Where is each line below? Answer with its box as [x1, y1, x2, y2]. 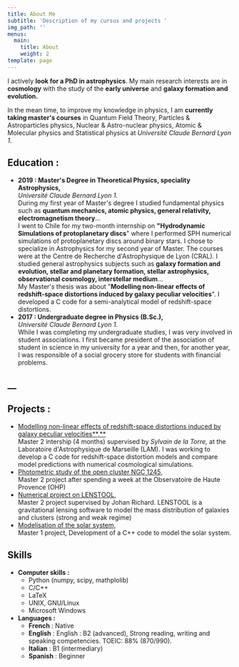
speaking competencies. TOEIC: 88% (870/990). [28, 636, 173, 645]
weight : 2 [20, 51, 50, 58]
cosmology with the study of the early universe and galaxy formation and [7, 84, 228, 93]
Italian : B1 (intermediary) [28, 644, 103, 653]
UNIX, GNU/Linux [28, 598, 80, 607]
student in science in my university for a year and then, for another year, [17, 342, 230, 351]
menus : [7, 30, 27, 38]
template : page [7, 57, 53, 64]
